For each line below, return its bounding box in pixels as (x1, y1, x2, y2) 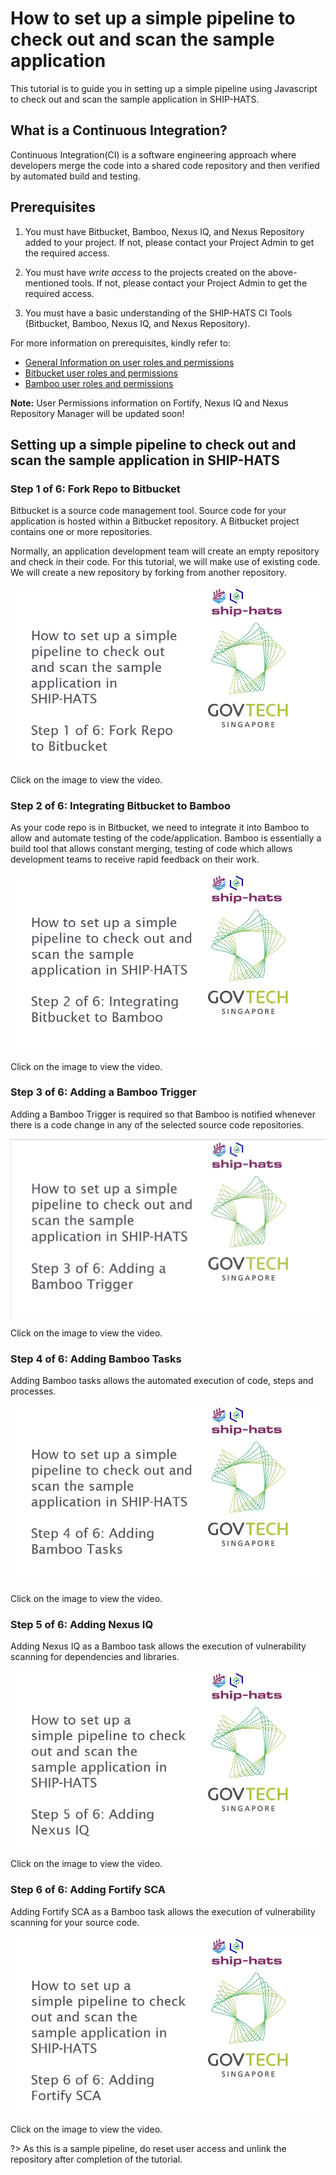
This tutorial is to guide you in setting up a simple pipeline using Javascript (10, 82, 318, 94)
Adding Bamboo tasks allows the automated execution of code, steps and (10, 1375, 314, 1387)
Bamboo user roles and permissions (24, 377, 174, 389)
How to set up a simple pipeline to (10, 7, 296, 30)
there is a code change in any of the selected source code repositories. (10, 1118, 305, 1131)
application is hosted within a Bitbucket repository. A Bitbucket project (10, 515, 300, 527)
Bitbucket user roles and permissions (24, 367, 178, 379)
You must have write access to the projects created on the (24, 266, 267, 278)
